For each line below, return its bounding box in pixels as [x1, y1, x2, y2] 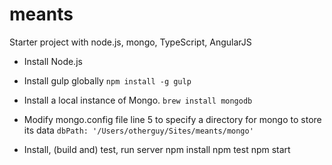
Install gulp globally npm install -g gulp [23, 74, 192, 87]
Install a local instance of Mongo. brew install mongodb [23, 94, 253, 106]
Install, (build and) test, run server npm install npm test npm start [23, 143, 291, 155]
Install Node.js [23, 55, 83, 67]
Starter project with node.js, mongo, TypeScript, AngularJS [9, 36, 252, 48]
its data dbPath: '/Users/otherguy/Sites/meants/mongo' [23, 124, 254, 136]
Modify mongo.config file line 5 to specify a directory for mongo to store [23, 113, 322, 125]
